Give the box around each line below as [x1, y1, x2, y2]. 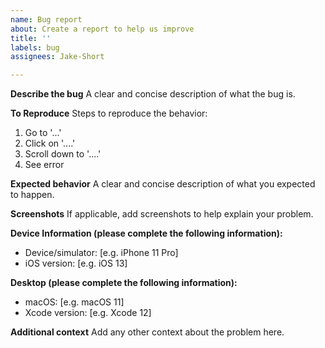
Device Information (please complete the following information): [10, 227, 283, 240]
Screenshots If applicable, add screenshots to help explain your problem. [10, 208, 314, 220]
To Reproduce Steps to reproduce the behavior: [10, 107, 208, 120]
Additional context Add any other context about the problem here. [10, 326, 285, 338]
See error [24, 159, 65, 171]
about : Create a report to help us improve [10, 24, 195, 34]
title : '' [10, 33, 52, 43]
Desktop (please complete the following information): [10, 277, 238, 289]
